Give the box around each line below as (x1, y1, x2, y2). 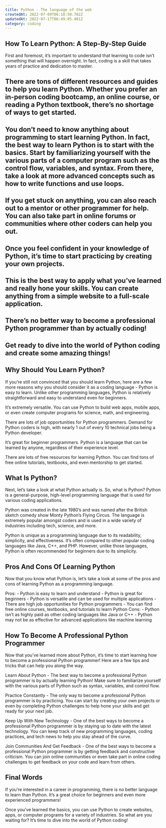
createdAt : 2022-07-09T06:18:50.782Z (5, 12, 83, 17)
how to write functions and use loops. (5, 179, 124, 188)
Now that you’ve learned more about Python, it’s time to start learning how (5, 652, 157, 658)
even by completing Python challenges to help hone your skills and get (5, 703, 150, 709)
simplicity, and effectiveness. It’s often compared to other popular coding (5, 538, 155, 544)
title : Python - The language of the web (5, 7, 92, 12)
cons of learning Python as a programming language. (5, 581, 114, 587)
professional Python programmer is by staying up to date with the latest (5, 723, 151, 729)
